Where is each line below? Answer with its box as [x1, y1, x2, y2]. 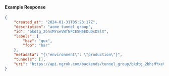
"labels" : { [14, 33, 39, 38]
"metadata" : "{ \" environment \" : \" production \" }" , [14, 52, 123, 57]
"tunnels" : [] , [14, 57, 46, 62]
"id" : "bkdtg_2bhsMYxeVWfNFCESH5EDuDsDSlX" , [14, 29, 109, 34]
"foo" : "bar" [23, 43, 50, 48]
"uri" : [14, 61, 28, 66]
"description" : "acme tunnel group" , [14, 24, 93, 29]
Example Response [5, 4, 46, 10]
